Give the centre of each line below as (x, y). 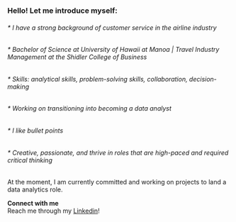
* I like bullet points (35, 131)
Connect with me (33, 204)
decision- (203, 79)
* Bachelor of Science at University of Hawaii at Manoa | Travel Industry (113, 50)
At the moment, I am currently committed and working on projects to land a (117, 182)
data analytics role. (35, 189)
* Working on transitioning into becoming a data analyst (90, 109)
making (18, 87)
